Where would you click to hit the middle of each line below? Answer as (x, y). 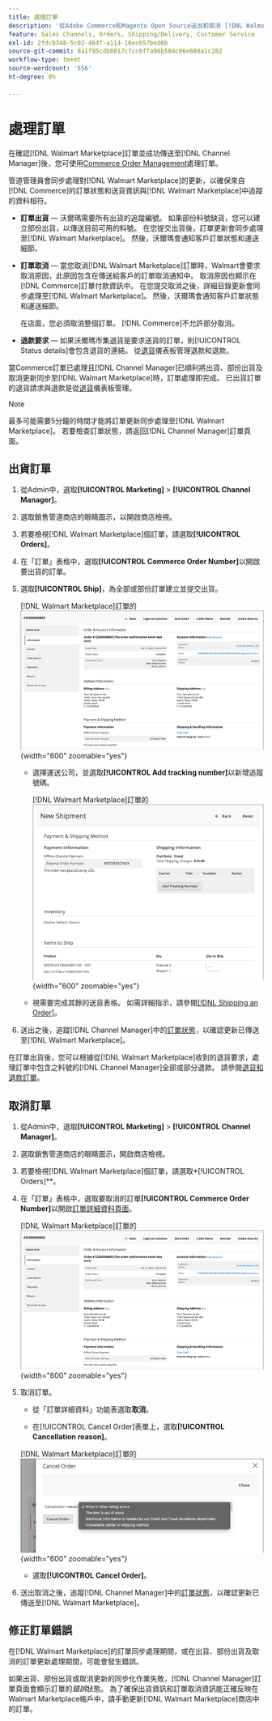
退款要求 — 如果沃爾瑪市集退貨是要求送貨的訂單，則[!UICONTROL (130, 340)
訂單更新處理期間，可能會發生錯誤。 (83, 1662)
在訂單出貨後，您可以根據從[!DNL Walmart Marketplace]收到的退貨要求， (130, 1057)
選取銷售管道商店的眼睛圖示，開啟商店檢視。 (95, 1154)
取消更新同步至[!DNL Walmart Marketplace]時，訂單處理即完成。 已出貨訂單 (135, 377)
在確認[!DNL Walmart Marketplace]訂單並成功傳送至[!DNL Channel (119, 153)
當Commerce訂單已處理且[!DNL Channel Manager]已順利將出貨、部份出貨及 (136, 368)
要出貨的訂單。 (45, 572)
